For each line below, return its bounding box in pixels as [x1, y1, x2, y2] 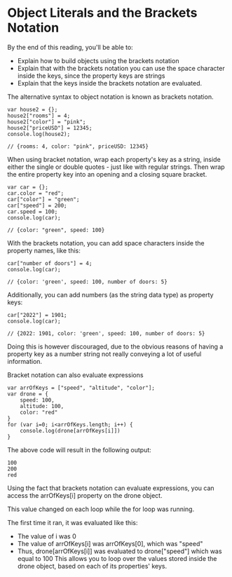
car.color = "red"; [7, 189, 64, 197]
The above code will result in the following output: [7, 445, 152, 454]
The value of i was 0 [17, 531, 76, 541]
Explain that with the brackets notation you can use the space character [17, 64, 226, 72]
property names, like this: [7, 246, 81, 254]
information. [7, 357, 43, 365]
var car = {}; [7, 184, 49, 191]
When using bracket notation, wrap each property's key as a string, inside [7, 155, 221, 163]
